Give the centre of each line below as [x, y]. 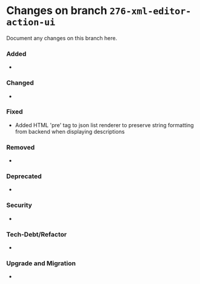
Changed [20, 83]
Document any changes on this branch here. [62, 38]
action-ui [31, 22]
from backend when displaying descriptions [70, 131]
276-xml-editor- [150, 11]
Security [19, 206]
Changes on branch [57, 11]
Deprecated [24, 176]
